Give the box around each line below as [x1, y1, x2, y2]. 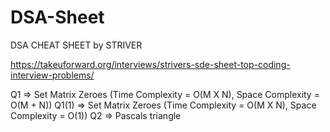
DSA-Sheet [10, 6, 105, 29]
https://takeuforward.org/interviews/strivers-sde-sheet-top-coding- [10, 58, 291, 70]
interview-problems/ [10, 69, 95, 81]
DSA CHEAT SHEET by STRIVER [10, 39, 143, 51]
